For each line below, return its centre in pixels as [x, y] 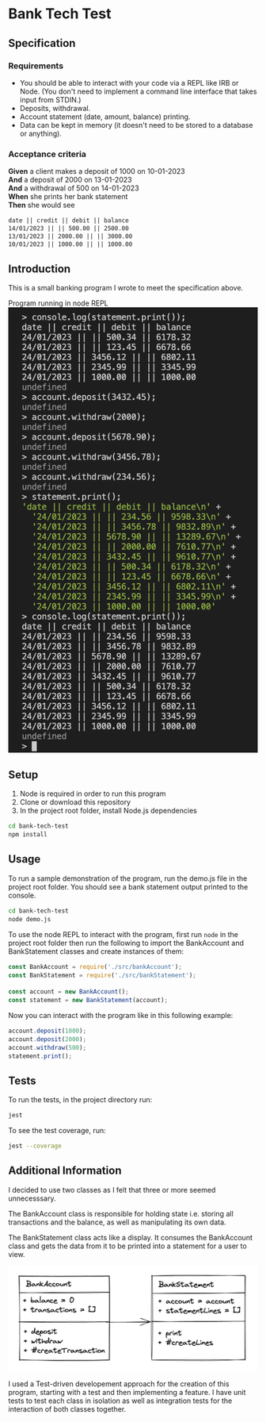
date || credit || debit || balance [68, 221]
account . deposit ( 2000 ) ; [47, 1039]
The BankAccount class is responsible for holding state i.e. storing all [121, 1213]
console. [23, 895]
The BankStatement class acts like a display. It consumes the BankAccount [131, 1237]
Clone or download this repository [75, 802]
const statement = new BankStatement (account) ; [88, 1001]
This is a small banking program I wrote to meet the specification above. [126, 287]
